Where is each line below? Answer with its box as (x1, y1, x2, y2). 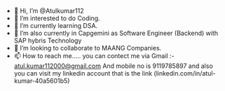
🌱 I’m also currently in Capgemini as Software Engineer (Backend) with (13, 29, 219, 37)
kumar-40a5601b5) (13, 77, 70, 85)
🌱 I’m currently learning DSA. (13, 22, 98, 29)
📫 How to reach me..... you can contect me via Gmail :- (13, 52, 175, 59)
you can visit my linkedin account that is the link (13, 69, 153, 77)
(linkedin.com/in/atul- (154, 69, 216, 77)
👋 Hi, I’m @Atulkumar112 (13, 7, 84, 15)
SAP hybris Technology (13, 36, 82, 45)
